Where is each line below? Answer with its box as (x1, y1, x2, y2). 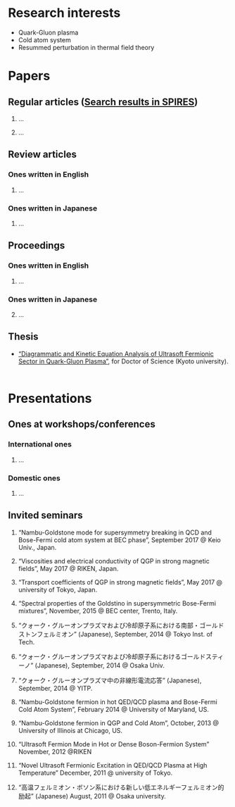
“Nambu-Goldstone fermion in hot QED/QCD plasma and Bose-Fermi (18, 697, 217, 706)
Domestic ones (8, 473, 61, 483)
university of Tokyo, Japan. (18, 585, 98, 594)
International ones (8, 439, 72, 449)
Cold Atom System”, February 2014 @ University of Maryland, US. (18, 705, 210, 713)
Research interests (8, 5, 121, 21)
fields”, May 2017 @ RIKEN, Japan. (18, 564, 119, 573)
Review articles (8, 149, 77, 161)
